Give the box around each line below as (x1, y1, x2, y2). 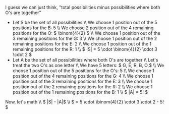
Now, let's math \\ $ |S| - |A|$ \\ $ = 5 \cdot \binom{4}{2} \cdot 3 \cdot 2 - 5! (5, 99, 164, 105)
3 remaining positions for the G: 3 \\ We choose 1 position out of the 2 (12, 35, 157, 41)
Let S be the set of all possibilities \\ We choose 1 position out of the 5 (12, 20, 157, 25)
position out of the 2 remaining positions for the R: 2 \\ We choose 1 (12, 84, 153, 90)
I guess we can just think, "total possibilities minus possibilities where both (5, 5, 160, 10)
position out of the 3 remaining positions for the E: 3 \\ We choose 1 (12, 78, 153, 84)
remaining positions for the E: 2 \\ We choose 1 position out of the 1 (12, 41, 152, 47)
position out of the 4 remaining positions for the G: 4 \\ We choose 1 (12, 73, 154, 79)
